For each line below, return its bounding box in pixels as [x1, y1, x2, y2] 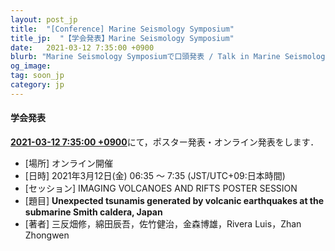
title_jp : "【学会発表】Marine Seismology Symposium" [10, 33, 235, 43]
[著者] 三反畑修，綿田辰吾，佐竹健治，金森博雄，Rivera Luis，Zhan [24, 217, 302, 230]
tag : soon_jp [10, 71, 65, 81]
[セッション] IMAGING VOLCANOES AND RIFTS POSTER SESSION [24, 182, 298, 194]
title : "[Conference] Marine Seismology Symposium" [10, 24, 235, 34]
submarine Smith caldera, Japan [24, 206, 163, 218]
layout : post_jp [10, 14, 78, 25]
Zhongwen [24, 229, 70, 241]
